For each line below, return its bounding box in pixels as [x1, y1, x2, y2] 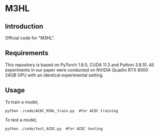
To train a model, [5, 99, 39, 105]
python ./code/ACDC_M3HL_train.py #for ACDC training [5, 108, 118, 113]
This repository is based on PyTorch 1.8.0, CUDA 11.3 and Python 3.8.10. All [5, 61, 154, 68]
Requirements [5, 49, 48, 57]
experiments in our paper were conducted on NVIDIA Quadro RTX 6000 [5, 67, 149, 73]
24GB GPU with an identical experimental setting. [5, 72, 104, 78]
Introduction [5, 22, 44, 30]
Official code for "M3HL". [5, 35, 55, 41]
